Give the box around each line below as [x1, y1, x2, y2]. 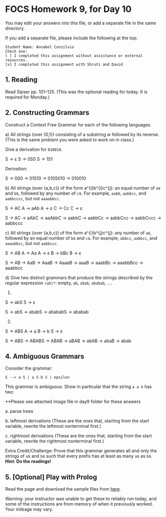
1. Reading [5, 76, 38, 84]
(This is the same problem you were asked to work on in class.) [5, 136, 134, 142]
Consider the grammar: [5, 365, 53, 372]
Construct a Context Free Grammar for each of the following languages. [5, 122, 152, 128]
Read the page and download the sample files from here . [5, 486, 121, 492]
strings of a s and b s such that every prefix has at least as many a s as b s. [5, 453, 153, 459]
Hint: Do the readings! [5, 458, 52, 464]
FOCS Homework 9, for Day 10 [5, 3, 132, 15]
